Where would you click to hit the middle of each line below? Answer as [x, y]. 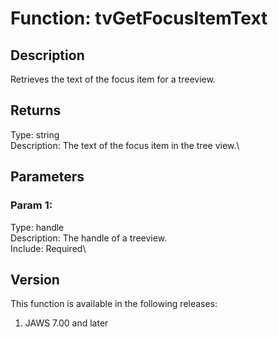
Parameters [47, 177]
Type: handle [37, 227]
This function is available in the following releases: [114, 304]
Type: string [35, 134]
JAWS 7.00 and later [66, 323]
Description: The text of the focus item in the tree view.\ [125, 145]
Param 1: [31, 205]
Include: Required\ [48, 248]
